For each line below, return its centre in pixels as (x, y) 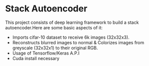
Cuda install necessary (36, 58)
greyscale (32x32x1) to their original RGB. (55, 48)
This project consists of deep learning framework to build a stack (72, 22)
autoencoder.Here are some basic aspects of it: (54, 27)
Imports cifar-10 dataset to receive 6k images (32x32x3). (71, 37)
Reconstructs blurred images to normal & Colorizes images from (78, 42)
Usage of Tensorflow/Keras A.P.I (46, 53)
